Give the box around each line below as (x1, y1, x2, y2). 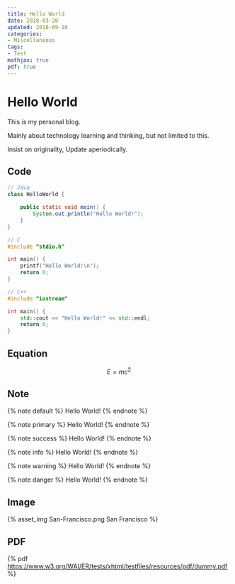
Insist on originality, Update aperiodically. (7, 145, 128, 153)
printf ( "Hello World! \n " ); (20, 262, 100, 270)
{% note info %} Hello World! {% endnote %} (7, 448, 139, 457)
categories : (7, 30, 42, 38)
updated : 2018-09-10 (7, 23, 69, 31)
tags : (7, 43, 23, 50)
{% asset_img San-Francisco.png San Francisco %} (7, 515, 159, 524)
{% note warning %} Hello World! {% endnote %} (7, 462, 151, 470)
